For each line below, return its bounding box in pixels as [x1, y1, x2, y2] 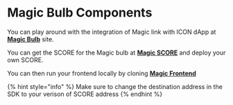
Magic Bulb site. [7, 35, 54, 43]
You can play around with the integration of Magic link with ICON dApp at [7, 28, 216, 36]
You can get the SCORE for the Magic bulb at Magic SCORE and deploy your [7, 48, 226, 57]
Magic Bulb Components [7, 5, 153, 21]
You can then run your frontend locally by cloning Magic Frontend [7, 69, 196, 77]
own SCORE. [7, 55, 44, 64]
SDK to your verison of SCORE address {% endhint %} [7, 90, 163, 98]
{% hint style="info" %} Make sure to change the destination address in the [7, 82, 223, 90]
